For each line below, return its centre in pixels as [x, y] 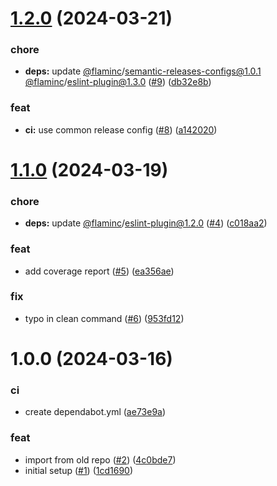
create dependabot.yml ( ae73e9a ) [95, 412]
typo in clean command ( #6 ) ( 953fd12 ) [104, 318]
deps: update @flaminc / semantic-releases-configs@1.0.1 [143, 71]
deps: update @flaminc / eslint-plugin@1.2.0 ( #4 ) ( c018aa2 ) [146, 223]
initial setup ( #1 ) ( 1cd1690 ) [79, 470]
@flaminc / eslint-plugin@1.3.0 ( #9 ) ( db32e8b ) [118, 82]
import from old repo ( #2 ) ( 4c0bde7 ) [100, 459]
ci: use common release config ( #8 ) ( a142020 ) [121, 129]
